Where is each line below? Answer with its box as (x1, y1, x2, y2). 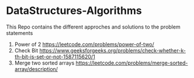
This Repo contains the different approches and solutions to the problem (6, 23, 181, 30)
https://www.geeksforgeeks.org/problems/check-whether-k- (39, 47, 186, 54)
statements (6, 29, 33, 36)
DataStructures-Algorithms (6, 4, 142, 17)
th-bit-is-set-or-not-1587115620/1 (14, 53, 95, 60)
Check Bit (14, 47, 39, 54)
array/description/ (14, 65, 58, 72)
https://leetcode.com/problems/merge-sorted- (75, 59, 188, 66)
